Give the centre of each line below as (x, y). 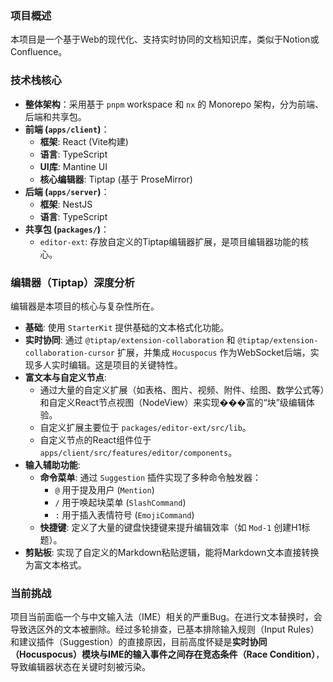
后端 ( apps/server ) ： (67, 191)
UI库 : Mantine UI (73, 166)
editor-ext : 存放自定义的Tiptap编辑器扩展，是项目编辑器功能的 (170, 241)
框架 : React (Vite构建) (84, 141)
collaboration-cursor (69, 353)
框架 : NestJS (66, 204)
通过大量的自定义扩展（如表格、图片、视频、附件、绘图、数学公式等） (182, 389)
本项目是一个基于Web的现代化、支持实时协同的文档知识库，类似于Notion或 (165, 39)
